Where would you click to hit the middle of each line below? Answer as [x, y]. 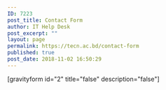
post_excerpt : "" [33, 33]
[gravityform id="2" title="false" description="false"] [83, 79]
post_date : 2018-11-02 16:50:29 [54, 59]
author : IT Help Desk [39, 27]
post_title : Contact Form [45, 20]
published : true [31, 53]
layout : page [26, 40]
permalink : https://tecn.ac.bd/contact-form [73, 46]
